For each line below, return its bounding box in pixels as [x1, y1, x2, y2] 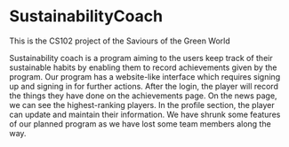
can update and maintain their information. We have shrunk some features [9, 109, 281, 120]
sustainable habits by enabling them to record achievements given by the [9, 62, 277, 73]
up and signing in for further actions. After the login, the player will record [9, 81, 278, 91]
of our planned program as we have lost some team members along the [9, 118, 271, 129]
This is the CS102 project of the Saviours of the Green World [9, 35, 231, 46]
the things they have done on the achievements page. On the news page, [9, 90, 277, 101]
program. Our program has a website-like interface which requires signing [9, 71, 281, 81]
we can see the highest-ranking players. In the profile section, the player [9, 99, 275, 110]
